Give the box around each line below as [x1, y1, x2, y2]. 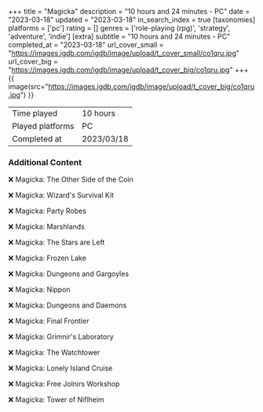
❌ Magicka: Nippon [8, 285, 71, 294]
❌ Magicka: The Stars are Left [8, 237, 105, 247]
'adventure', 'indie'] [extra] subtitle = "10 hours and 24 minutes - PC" [8, 31, 231, 41]
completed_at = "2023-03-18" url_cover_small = [8, 40, 164, 50]
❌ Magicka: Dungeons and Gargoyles [8, 269, 130, 278]
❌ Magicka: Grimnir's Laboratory [8, 332, 114, 341]
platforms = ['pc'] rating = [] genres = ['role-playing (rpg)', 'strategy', [8, 24, 231, 32]
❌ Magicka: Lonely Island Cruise [8, 363, 113, 373]
